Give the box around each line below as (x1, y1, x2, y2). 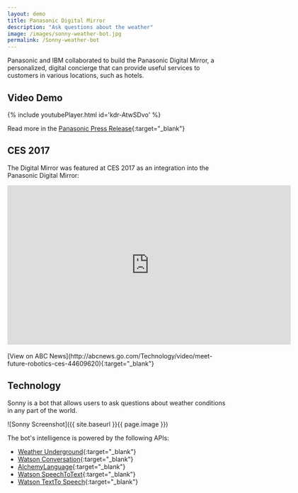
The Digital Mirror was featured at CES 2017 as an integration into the (7, 164, 210, 172)
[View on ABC (7, 351, 48, 360)
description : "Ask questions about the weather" (7, 23, 154, 30)
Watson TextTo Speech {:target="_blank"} (17, 477, 139, 486)
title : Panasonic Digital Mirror (7, 17, 106, 24)
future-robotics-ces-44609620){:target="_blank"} (7, 359, 154, 368)
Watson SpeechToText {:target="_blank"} (17, 470, 136, 478)
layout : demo (7, 10, 46, 18)
